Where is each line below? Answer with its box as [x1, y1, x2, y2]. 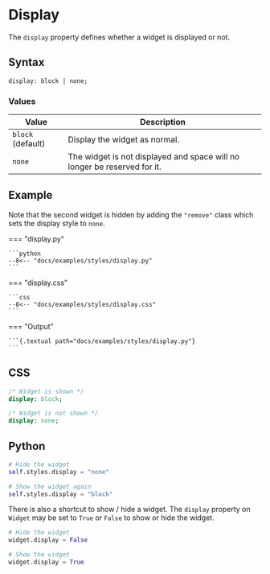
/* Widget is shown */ [8, 387, 84, 395]
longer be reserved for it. [67, 161, 162, 172]
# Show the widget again [8, 482, 92, 490]
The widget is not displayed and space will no [67, 151, 239, 163]
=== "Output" [8, 321, 54, 331]
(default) [12, 138, 46, 150]
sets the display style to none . [8, 218, 106, 228]
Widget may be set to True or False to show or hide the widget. [8, 513, 215, 522]
